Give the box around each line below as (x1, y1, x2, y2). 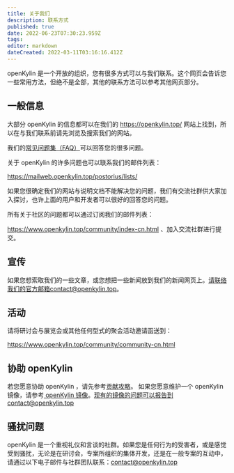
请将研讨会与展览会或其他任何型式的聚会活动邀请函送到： (7, 327, 172, 335)
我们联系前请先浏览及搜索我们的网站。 (25, 128, 136, 137)
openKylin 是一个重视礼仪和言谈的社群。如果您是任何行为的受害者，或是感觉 (7, 440, 227, 449)
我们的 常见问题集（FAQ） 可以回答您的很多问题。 (7, 144, 148, 152)
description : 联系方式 (7, 17, 69, 24)
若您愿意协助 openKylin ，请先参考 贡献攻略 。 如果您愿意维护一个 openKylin (7, 382, 224, 391)
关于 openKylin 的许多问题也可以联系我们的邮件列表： (7, 158, 162, 166)
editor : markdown (7, 42, 58, 49)
